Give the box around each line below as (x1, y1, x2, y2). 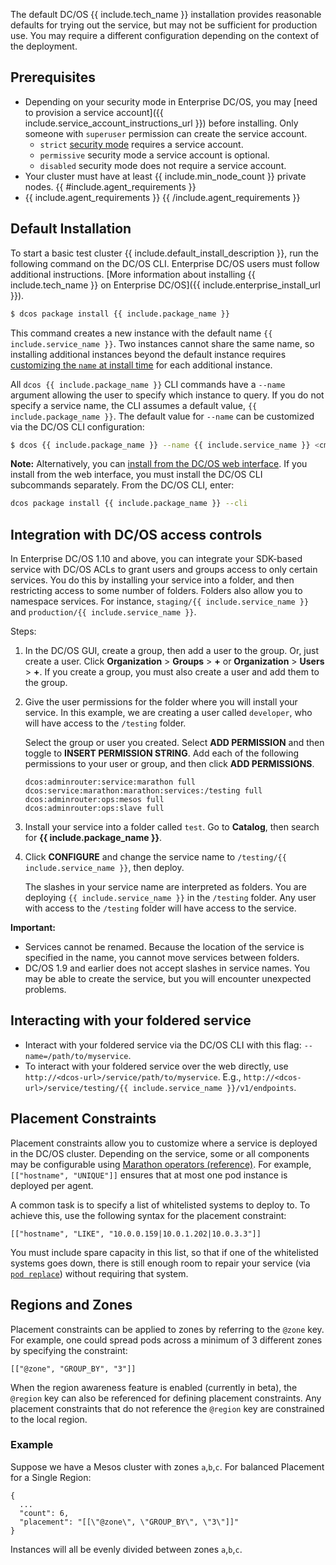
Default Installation (10, 220, 132, 238)
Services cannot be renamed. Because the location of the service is (24, 941, 305, 953)
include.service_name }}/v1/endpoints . (132, 1081, 297, 1093)
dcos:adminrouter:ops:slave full (24, 804, 165, 814)
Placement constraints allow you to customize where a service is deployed (10, 1137, 318, 1149)
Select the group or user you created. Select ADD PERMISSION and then (24, 737, 325, 749)
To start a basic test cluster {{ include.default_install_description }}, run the (10, 247, 319, 259)
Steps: (10, 625, 37, 638)
